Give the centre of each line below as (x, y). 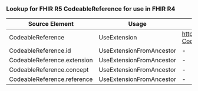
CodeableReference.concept (49, 70)
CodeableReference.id (40, 50)
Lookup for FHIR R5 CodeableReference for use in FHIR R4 (91, 9)
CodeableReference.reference (51, 79)
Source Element (51, 24)
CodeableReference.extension (51, 60)
